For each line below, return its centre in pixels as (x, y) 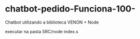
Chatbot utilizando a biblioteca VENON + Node (52, 22)
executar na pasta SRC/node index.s (42, 31)
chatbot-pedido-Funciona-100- (70, 9)
